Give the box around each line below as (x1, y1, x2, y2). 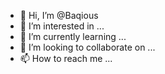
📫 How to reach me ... (19, 53, 113, 64)
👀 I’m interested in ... (19, 20, 105, 32)
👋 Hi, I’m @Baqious (19, 10, 99, 21)
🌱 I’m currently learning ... (19, 31, 127, 42)
